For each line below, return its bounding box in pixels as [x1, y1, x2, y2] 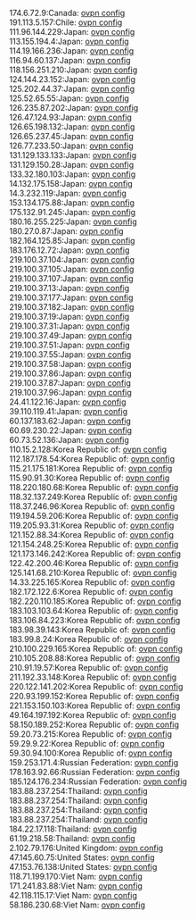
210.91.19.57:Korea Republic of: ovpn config [9, 663, 169, 673]
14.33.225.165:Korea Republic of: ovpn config [9, 577, 176, 588]
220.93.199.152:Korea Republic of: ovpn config [9, 691, 180, 701]
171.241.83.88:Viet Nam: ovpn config [9, 881, 143, 891]
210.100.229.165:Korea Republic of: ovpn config [9, 643, 184, 654]
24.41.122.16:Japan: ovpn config [9, 397, 127, 407]
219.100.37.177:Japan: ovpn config [9, 292, 134, 303]
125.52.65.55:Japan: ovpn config [9, 93, 129, 104]
